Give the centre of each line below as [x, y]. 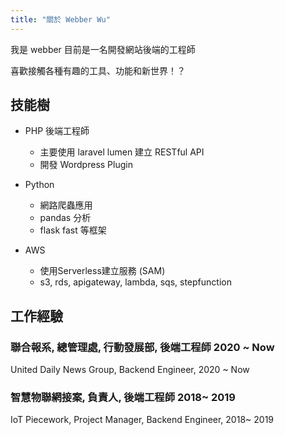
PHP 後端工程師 [57, 131]
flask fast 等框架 [73, 230]
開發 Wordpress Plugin [86, 165]
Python [39, 185]
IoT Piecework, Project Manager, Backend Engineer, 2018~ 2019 [142, 420]
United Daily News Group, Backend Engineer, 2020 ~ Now [130, 370]
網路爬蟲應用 [66, 205]
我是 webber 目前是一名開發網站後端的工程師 [103, 49]
